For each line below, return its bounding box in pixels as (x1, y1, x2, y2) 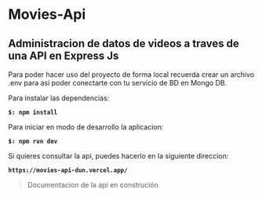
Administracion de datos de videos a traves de (8, 37, 239, 50)
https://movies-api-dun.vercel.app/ (8, 166, 128, 174)
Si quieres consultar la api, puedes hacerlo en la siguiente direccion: (8, 151, 229, 160)
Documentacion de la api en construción (27, 181, 159, 189)
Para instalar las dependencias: (8, 93, 110, 103)
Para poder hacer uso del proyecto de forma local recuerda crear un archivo (8, 70, 255, 79)
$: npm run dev (8, 137, 58, 145)
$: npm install (8, 108, 58, 116)
